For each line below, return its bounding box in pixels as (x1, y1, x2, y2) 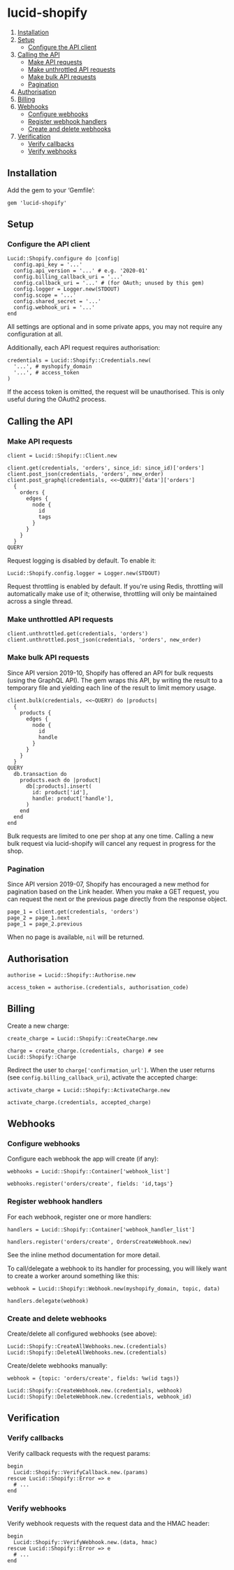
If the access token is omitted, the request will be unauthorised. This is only (7, 388, 225, 396)
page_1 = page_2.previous (7, 921, 82, 928)
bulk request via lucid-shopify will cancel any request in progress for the (7, 839, 216, 847)
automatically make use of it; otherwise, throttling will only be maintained (7, 590, 217, 598)
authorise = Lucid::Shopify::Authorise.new (7, 971, 136, 979)
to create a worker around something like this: (7, 1271, 140, 1280)
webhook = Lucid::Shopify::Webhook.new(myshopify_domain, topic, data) (7, 1285, 220, 1292)
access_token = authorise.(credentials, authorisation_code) (7, 984, 189, 991)
